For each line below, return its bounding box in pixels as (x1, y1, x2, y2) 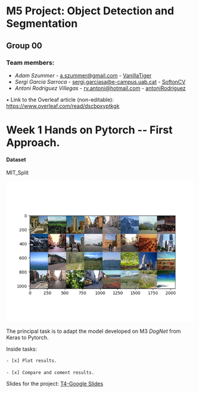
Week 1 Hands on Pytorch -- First (6, 123, 173, 137)
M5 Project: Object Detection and (6, 4, 175, 18)
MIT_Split (6, 169, 29, 176)
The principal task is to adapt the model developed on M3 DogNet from (6, 327, 181, 335)
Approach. (6, 136, 60, 149)
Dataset (6, 156, 26, 163)
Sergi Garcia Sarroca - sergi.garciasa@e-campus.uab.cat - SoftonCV (14, 78, 186, 85)
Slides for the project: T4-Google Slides (6, 380, 104, 388)
